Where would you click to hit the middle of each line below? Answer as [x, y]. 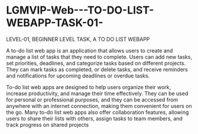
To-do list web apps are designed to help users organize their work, [89, 87]
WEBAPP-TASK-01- [55, 23]
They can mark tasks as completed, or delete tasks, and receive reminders [97, 69]
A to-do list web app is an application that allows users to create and [90, 50]
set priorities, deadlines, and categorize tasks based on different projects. [96, 63]
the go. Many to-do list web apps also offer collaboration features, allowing [98, 112]
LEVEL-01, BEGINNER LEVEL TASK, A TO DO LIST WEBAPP [78, 39]
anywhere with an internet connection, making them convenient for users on [99, 106]
